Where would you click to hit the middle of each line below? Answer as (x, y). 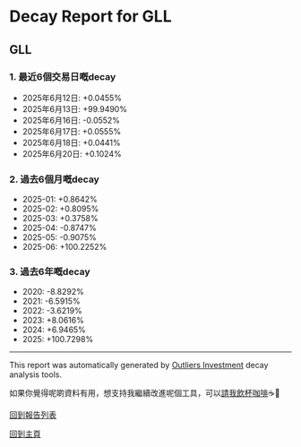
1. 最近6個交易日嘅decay (63, 76)
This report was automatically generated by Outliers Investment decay (139, 365)
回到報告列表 (33, 415)
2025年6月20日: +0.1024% (72, 153)
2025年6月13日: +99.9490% (75, 108)
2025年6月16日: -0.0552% (71, 120)
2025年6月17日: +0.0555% (72, 131)
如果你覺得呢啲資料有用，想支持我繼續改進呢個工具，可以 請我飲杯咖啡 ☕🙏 (145, 393)
